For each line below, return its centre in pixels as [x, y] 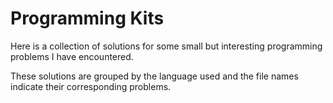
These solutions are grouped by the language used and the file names [154, 76]
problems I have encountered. [72, 56]
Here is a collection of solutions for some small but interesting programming [166, 46]
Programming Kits [87, 18]
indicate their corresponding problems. [91, 86]
